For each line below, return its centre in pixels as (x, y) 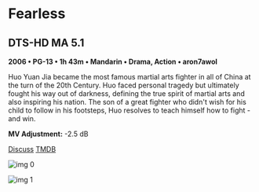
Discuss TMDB (32, 149)
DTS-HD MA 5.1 (46, 43)
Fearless (37, 14)
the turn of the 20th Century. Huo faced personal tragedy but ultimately (124, 85)
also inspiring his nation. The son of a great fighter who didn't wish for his (128, 102)
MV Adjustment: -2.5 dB (48, 134)
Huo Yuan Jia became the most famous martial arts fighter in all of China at (129, 77)
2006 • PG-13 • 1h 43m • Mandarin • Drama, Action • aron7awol (113, 61)
